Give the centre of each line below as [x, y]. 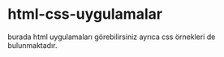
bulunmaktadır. [32, 45]
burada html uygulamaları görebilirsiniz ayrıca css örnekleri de [112, 37]
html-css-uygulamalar [85, 14]
